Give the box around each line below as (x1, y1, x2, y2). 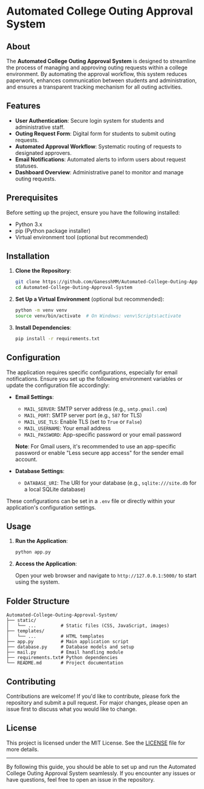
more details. (6, 745, 39, 753)
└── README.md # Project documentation (6, 660, 123, 666)
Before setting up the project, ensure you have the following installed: (6, 208, 180, 216)
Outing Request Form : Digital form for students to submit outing (15, 129, 176, 137)
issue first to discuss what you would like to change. (6, 705, 137, 712)
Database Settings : (15, 467, 65, 474)
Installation (6, 251, 50, 262)
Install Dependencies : (15, 324, 72, 331)
